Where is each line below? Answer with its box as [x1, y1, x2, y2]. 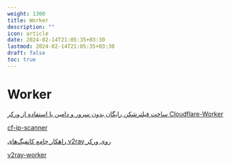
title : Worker [7, 17, 49, 24]
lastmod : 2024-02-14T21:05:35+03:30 [7, 43, 115, 50]
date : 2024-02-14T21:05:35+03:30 [7, 37, 106, 44]
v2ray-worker [7, 151, 47, 159]
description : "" [7, 23, 55, 30]
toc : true [7, 56, 37, 63]
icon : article [7, 30, 49, 37]
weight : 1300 [7, 10, 46, 18]
